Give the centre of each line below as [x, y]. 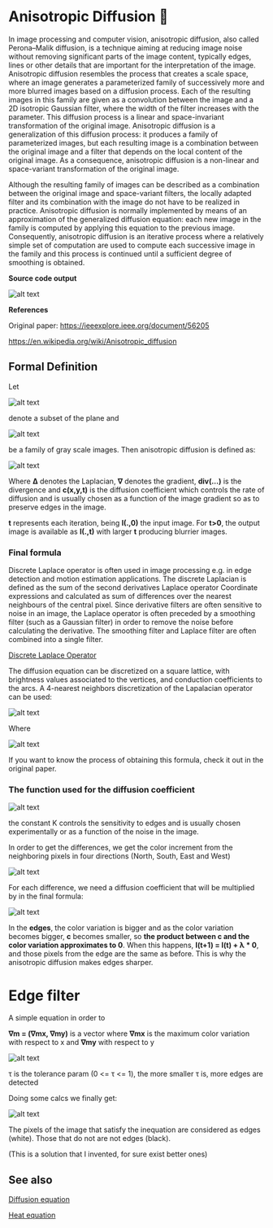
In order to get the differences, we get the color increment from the [121, 848]
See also [30, 1180]
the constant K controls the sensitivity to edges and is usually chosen [125, 823]
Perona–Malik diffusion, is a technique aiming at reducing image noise [126, 47]
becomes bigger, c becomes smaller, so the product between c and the [129, 937]
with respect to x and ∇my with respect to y [81, 1042]
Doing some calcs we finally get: [63, 1099]
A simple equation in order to [57, 1018]
